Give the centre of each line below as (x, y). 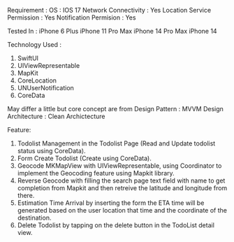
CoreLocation (37, 80)
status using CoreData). (51, 151)
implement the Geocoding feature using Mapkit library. (96, 173)
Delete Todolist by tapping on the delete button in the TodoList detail (116, 225)
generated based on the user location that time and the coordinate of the (122, 210)
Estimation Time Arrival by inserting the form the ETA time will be (111, 203)
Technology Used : (34, 44)
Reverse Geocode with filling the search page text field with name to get (121, 180)
